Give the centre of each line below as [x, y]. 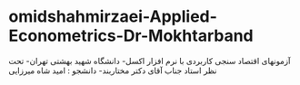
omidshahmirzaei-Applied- [113, 17]
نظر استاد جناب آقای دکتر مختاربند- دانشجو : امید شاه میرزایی [113, 71]
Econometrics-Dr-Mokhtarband [131, 36]
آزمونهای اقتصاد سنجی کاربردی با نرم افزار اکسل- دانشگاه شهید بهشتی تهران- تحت [150, 61]
